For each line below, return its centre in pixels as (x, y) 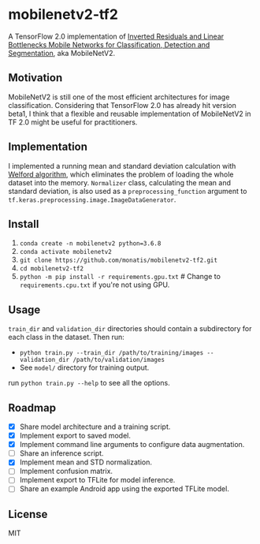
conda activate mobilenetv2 (65, 252)
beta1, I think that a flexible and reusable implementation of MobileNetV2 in (130, 114)
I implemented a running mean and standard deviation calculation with (122, 166)
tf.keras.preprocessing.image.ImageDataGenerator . (92, 199)
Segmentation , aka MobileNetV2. (62, 53)
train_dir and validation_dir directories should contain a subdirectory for (130, 329)
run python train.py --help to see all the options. (89, 383)
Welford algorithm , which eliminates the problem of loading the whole (121, 174)
